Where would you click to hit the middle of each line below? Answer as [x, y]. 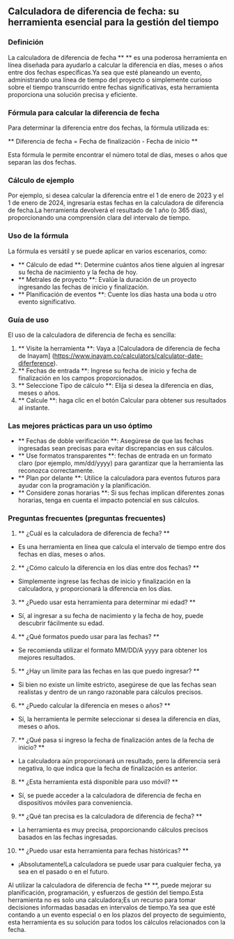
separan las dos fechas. [42, 162]
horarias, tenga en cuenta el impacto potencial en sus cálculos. [109, 500]
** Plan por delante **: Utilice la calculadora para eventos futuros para [119, 478]
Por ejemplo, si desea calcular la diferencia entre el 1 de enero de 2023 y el [116, 195]
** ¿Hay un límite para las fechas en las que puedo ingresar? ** [109, 671]
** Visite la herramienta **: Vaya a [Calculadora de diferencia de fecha [119, 348]
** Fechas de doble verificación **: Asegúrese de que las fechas [111, 441]
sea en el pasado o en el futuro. [63, 872]
